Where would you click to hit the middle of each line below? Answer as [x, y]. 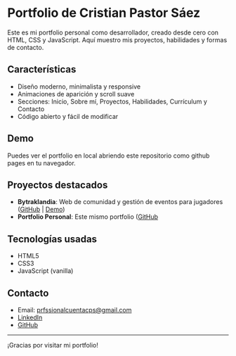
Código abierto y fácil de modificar [68, 116]
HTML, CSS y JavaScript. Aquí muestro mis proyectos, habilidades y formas [117, 39]
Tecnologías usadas [52, 239]
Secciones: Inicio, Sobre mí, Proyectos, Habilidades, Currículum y [112, 101]
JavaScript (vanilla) [45, 271]
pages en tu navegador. [41, 163]
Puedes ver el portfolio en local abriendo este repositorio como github [109, 155]
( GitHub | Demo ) [41, 210]
